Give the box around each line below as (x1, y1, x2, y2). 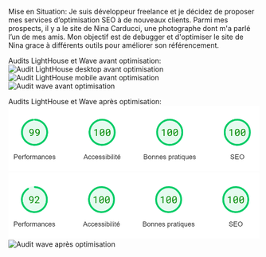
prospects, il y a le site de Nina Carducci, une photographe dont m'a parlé (8, 24, 251, 33)
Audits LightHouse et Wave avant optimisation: (8, 56, 162, 65)
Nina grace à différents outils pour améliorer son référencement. (8, 41, 220, 50)
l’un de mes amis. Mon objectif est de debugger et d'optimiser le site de (8, 32, 244, 41)
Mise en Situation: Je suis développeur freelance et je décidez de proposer (8, 7, 255, 16)
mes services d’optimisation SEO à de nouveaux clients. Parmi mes (8, 15, 229, 25)
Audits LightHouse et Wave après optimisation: (8, 97, 162, 106)
